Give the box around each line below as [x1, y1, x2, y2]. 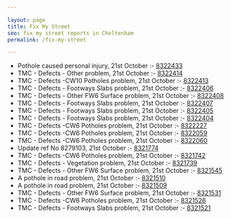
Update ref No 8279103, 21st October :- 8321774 [17, 144, 159, 152]
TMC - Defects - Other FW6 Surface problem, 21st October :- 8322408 [17, 92, 224, 100]
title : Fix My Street [7, 23, 71, 30]
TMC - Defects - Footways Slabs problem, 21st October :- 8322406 [17, 84, 214, 92]
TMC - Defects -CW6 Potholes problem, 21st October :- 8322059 [17, 129, 208, 137]
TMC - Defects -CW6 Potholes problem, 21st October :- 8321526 [17, 196, 206, 205]
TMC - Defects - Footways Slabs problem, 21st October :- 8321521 [17, 204, 211, 212]
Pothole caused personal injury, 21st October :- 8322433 [17, 61, 183, 70]
